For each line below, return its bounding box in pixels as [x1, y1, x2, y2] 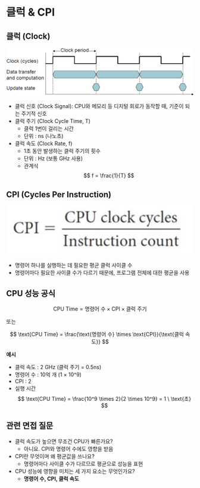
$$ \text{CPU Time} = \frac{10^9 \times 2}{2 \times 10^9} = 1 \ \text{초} [17, 395, 192, 402]
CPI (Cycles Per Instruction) [6, 189, 112, 200]
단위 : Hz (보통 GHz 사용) [23, 155, 83, 162]
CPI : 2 [14, 377, 32, 385]
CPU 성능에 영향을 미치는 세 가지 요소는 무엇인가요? [14, 467, 135, 475]
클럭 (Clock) [6, 31, 51, 41]
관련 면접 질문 [6, 421, 54, 431]
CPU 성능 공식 [6, 288, 55, 299]
